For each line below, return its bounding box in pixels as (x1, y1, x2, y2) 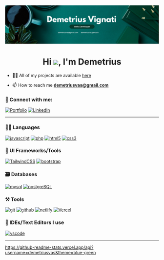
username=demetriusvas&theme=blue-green (5, 249, 96, 255)
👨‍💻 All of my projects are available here (12, 72, 91, 78)
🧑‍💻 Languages (5, 124, 40, 131)
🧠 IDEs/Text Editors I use (5, 219, 64, 226)
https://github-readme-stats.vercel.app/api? (5, 244, 94, 250)
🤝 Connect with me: (5, 96, 53, 103)
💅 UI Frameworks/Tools (5, 147, 61, 154)
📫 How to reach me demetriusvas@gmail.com (12, 82, 109, 88)
